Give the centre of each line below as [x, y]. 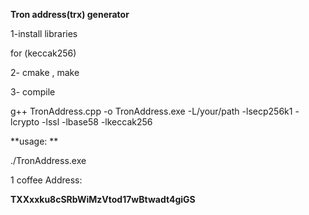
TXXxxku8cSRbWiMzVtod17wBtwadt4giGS [103, 199]
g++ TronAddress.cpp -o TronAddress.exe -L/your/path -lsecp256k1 [151, 111]
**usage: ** [34, 141]
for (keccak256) [43, 53]
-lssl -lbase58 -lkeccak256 [97, 122]
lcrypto [25, 122]
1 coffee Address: [46, 180]
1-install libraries [44, 33]
